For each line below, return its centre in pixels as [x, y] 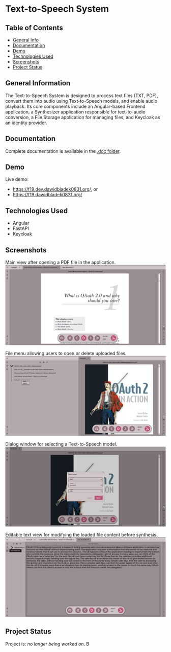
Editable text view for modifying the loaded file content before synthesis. [81, 534]
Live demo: [17, 179]
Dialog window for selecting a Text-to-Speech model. [61, 444]
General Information [38, 83]
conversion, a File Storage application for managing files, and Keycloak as [83, 117]
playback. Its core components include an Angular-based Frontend [76, 106]
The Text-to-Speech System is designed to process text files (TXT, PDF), [82, 96]
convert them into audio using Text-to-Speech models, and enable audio [81, 101]
